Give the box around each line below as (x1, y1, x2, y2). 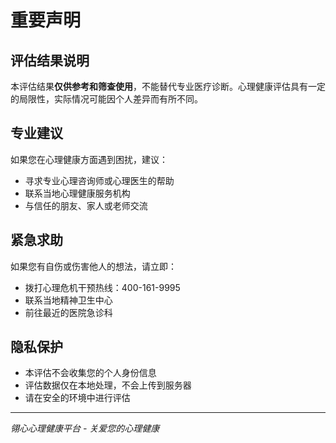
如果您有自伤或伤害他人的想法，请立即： (10, 260, 177, 272)
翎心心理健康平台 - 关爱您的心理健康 (10, 422, 160, 435)
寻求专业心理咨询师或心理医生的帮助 (24, 174, 175, 186)
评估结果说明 (10, 52, 90, 69)
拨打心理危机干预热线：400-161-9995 (24, 281, 181, 293)
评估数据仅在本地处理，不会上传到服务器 (24, 379, 192, 391)
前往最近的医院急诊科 (24, 306, 113, 318)
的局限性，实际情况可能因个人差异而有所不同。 (10, 93, 203, 105)
